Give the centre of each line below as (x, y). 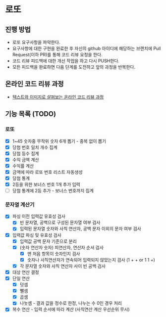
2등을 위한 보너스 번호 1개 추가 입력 (46, 184)
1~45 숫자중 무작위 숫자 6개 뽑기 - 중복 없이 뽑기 (59, 141)
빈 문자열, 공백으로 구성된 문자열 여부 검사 (60, 223)
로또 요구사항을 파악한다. (36, 42)
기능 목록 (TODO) (30, 114)
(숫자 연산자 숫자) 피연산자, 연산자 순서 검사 (62, 247)
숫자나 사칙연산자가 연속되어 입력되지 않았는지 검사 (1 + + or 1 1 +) (91, 260)
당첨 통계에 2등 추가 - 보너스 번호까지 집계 (53, 191)
